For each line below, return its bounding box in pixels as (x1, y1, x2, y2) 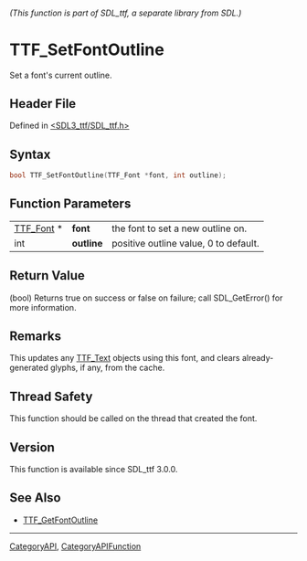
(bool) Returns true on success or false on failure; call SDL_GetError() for (9, 292, 283, 303)
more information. (9, 302, 77, 312)
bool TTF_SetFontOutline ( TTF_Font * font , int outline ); (9, 171, 227, 180)
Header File (9, 96, 77, 111)
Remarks (9, 329, 62, 344)
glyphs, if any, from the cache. (49, 362, 165, 374)
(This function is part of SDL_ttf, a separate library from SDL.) (9, 7, 242, 18)
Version (9, 439, 55, 455)
